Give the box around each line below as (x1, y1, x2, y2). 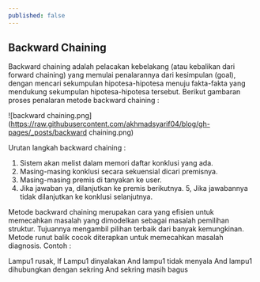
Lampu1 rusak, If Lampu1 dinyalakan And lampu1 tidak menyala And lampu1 (8, 257, 253, 266)
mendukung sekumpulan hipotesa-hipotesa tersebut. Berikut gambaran (8, 87, 241, 97)
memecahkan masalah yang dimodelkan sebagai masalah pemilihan (8, 215, 230, 226)
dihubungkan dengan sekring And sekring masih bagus (8, 265, 188, 274)
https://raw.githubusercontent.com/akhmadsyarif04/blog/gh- (10, 120, 211, 129)
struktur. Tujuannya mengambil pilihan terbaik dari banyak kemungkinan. (8, 224, 245, 234)
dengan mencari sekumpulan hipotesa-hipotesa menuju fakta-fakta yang (8, 78, 247, 88)
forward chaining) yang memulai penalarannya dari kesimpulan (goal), (8, 70, 236, 80)
